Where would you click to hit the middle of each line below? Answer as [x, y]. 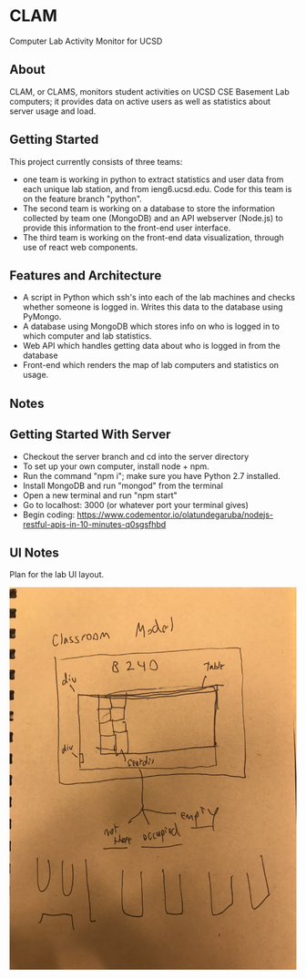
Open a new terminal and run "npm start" [100, 495]
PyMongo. [42, 317]
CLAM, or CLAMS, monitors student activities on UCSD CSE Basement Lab [149, 91]
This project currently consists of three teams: [96, 161]
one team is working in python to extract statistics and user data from [153, 179]
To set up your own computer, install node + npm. [116, 466]
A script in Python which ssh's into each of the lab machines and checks [159, 298]
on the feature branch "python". [82, 199]
